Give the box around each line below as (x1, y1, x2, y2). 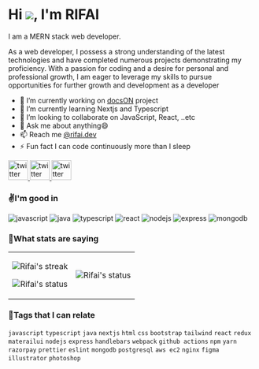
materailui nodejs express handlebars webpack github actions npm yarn (8, 337, 238, 345)
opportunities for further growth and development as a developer (8, 80, 220, 90)
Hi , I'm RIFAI (8, 6, 100, 24)
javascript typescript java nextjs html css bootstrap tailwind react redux (8, 329, 252, 337)
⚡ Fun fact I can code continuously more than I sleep (19, 141, 191, 151)
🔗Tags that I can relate (8, 310, 96, 321)
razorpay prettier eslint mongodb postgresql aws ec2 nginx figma (8, 345, 220, 354)
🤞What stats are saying (8, 233, 99, 244)
